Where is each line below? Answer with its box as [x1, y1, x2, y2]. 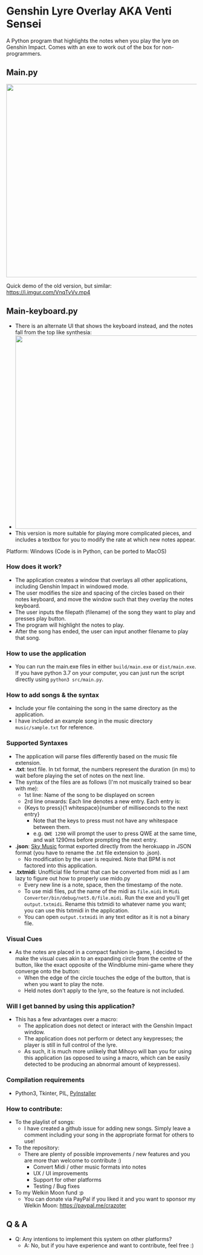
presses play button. [14, 615, 66, 622]
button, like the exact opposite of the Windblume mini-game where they [14, 961, 194, 969]
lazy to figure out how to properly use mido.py [14, 874, 130, 882]
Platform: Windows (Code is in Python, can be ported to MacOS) [6, 547, 167, 555]
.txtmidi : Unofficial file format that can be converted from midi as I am [14, 868, 190, 876]
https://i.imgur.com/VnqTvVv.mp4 [6, 288, 91, 295]
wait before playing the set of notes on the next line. [14, 772, 145, 779]
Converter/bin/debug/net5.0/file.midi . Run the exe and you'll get [24, 894, 190, 901]
